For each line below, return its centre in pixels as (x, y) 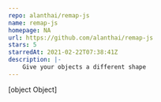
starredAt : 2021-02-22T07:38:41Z (63, 52)
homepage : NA (30, 30)
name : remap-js (33, 23)
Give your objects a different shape (84, 67)
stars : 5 (22, 45)
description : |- (35, 60)
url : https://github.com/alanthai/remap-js (81, 38)
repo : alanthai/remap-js (49, 15)
